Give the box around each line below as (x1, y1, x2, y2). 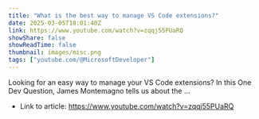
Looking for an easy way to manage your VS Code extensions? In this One (8, 77, 252, 87)
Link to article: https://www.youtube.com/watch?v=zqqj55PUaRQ (19, 101, 234, 111)
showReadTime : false (8, 41, 77, 49)
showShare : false (8, 33, 66, 42)
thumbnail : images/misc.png (8, 48, 102, 56)
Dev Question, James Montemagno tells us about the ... (8, 86, 190, 95)
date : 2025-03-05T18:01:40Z (8, 19, 102, 27)
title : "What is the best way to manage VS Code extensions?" (8, 11, 219, 20)
